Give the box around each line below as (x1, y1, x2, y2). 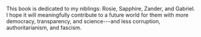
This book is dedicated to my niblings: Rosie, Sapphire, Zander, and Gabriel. (6, 5, 196, 12)
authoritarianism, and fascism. (6, 24, 82, 31)
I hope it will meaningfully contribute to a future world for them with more (6, 11, 189, 18)
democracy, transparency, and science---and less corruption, (6, 18, 160, 24)
